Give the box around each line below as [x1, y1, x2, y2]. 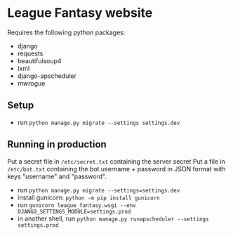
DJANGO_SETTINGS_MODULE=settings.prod [17, 208, 131, 215]
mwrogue [17, 79, 46, 87]
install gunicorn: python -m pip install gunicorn [17, 193, 160, 202]
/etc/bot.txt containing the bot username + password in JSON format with [7, 164, 226, 173]
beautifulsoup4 [17, 56, 62, 65]
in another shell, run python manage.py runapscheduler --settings [17, 214, 209, 223]
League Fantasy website [7, 5, 153, 21]
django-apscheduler [17, 72, 77, 80]
